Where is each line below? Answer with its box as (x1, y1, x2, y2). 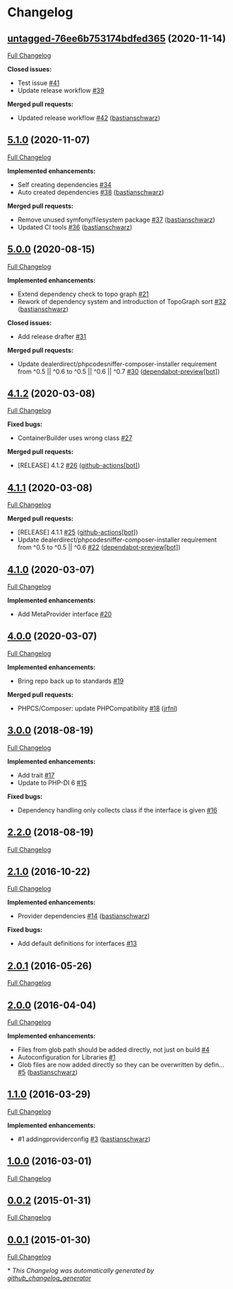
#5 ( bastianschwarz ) (17, 1067, 78, 1077)
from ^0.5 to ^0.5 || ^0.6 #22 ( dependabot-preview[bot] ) (17, 543, 181, 552)
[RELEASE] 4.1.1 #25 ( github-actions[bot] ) (17, 528, 138, 537)
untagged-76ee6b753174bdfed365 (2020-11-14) (7, 33, 226, 45)
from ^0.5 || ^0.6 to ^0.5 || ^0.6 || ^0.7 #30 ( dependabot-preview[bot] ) (17, 367, 220, 375)
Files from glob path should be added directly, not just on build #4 (17, 1045, 210, 1054)
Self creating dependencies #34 (17, 180, 112, 188)
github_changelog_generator (7, 1274, 92, 1283)
